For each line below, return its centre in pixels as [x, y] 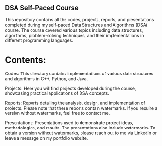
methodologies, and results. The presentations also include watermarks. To [80, 128]
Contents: [25, 60]
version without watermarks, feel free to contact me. [57, 113]
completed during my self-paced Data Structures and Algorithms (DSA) [76, 25]
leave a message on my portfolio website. [47, 138]
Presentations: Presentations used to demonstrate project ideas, [69, 122]
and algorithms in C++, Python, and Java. [47, 79]
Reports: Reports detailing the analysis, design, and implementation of [75, 103]
